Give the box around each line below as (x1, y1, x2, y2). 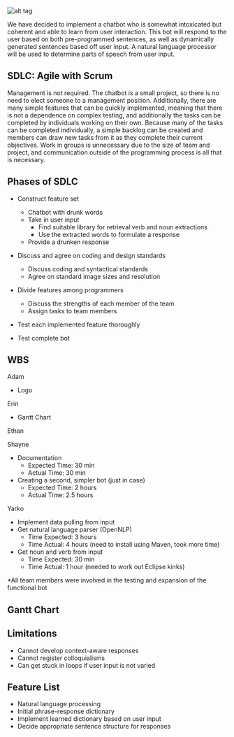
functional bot (7, 584, 47, 592)
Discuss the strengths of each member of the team (27, 299, 175, 308)
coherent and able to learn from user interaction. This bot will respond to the (7, 28, 227, 36)
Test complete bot (17, 334, 70, 342)
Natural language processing (17, 700, 101, 708)
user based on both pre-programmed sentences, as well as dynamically (7, 35, 214, 43)
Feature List (7, 682, 60, 694)
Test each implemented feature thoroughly (17, 320, 140, 329)
